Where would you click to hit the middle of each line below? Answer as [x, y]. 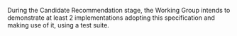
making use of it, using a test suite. [59, 25]
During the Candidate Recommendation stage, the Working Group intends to [119, 10]
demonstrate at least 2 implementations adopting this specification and [111, 18]
